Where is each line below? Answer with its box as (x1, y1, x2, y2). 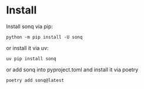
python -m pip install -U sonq (6, 34, 83, 40)
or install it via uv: (6, 44, 49, 52)
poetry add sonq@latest (6, 77, 65, 83)
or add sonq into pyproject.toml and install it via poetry (6, 66, 139, 73)
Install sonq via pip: (6, 23, 53, 30)
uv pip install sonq (6, 56, 57, 61)
